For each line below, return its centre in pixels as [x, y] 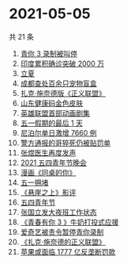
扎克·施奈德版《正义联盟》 [63, 93]
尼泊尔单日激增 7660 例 [58, 132]
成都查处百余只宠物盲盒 [58, 83]
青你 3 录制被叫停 [49, 53]
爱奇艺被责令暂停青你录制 [62, 231]
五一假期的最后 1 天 [52, 123]
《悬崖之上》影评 [48, 192]
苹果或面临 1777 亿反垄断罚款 [68, 251]
